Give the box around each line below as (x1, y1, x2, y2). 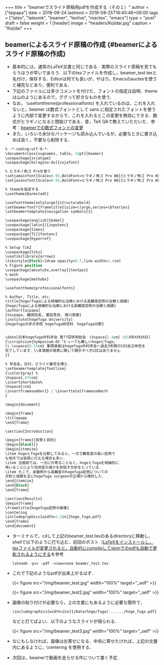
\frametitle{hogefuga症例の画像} (5, 505, 69, 510)
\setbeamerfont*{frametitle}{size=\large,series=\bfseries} (5, 204, 130, 210)
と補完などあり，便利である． (12, 82, 72, 88)
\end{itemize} (5, 479, 34, 484)
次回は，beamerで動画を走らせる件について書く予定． (12, 655, 122, 661)
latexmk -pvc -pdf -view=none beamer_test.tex (12, 561, 109, 566)
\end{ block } (5, 483, 29, 488)
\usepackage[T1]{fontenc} (5, 231, 58, 237)
